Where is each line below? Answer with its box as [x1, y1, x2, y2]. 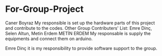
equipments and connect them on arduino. [5, 36, 93, 42]
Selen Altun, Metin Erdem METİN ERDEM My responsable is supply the [5, 30, 151, 36]
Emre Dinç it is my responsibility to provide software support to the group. [5, 45, 157, 51]
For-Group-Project [5, 3, 84, 15]
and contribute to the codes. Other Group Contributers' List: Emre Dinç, [5, 25, 152, 31]
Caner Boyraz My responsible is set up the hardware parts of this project [5, 20, 155, 26]
